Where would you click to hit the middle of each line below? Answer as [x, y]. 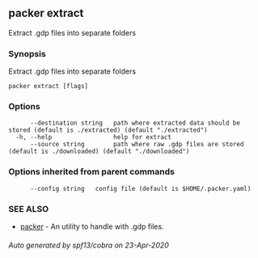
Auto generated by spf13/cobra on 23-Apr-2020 [89, 245]
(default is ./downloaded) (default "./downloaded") [99, 152]
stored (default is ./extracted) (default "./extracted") [108, 130]
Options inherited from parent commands [92, 171]
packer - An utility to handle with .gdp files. [92, 226]
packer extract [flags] [49, 87]
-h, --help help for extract [94, 137]
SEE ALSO [29, 209]
